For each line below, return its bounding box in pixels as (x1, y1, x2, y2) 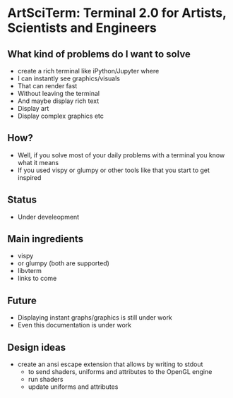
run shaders (28, 375, 64, 384)
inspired (17, 173, 42, 181)
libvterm (17, 267, 42, 275)
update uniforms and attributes (28, 382, 119, 391)
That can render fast (17, 82, 78, 90)
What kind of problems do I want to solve (7, 48, 191, 60)
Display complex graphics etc (17, 111, 104, 120)
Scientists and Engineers (7, 20, 157, 36)
